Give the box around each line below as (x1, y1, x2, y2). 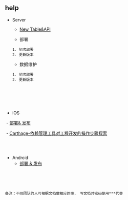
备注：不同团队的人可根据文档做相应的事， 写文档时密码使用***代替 (5, 191, 123, 196)
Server (12, 17, 26, 22)
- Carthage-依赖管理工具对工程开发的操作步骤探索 (6, 130, 107, 136)
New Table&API (19, 26, 51, 32)
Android (12, 155, 28, 160)
